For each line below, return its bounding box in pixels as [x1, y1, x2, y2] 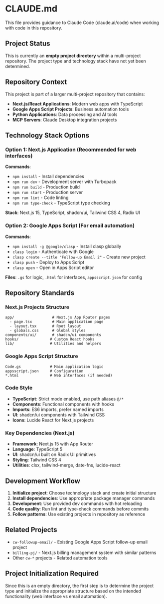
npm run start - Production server [12, 189, 83, 195]
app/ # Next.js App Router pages [5, 315, 111, 320]
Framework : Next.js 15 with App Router [12, 441, 93, 447]
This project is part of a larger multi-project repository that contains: [5, 91, 146, 97]
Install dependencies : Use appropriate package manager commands [12, 495, 155, 501]
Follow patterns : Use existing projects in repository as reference [12, 511, 146, 517]
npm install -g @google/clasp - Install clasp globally [12, 243, 122, 249]
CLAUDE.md [5, 3, 58, 14]
